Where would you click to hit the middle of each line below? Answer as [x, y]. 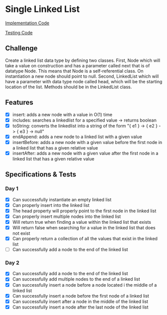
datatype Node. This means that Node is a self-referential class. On [74, 71]
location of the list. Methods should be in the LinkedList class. [69, 87]
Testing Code [19, 32]
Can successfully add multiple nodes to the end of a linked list [76, 279]
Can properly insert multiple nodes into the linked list [67, 216]
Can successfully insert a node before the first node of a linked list [81, 296]
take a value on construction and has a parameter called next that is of [78, 65]
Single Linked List [42, 9]
